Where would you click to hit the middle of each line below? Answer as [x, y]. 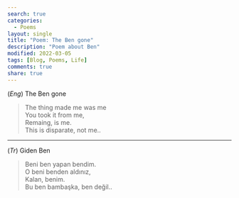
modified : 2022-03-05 [39, 54]
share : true [25, 73]
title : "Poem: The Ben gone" [51, 40]
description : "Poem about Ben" [54, 47]
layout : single [30, 34]
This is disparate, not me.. [63, 130]
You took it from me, [54, 115]
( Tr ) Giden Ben [29, 150]
